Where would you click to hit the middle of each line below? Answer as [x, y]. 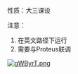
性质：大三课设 [29, 10]
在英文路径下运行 [42, 40]
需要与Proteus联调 [44, 49]
